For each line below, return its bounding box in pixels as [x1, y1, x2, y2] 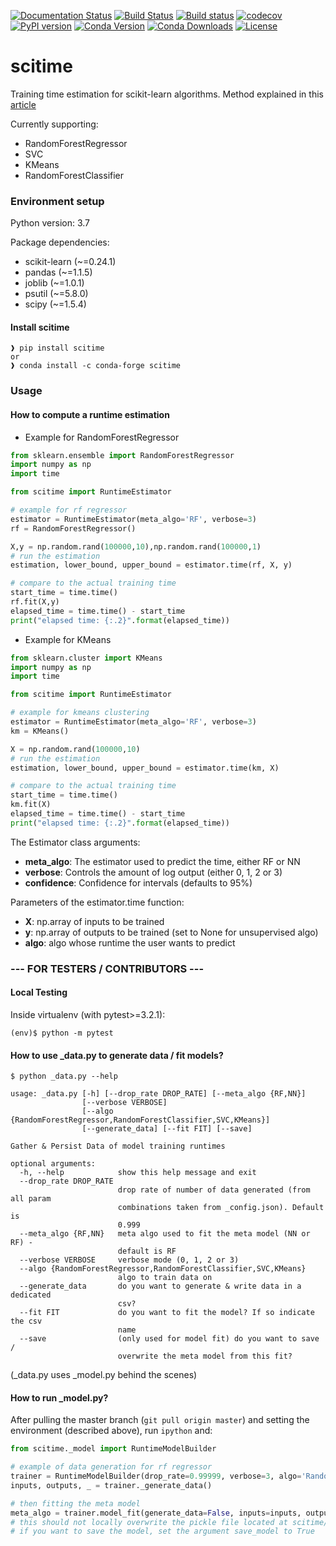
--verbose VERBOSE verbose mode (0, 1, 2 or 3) [19, 1255, 240, 1265]
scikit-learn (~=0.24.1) [24, 256, 117, 268]
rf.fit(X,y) [10, 597, 60, 607]
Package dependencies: [10, 236, 110, 249]
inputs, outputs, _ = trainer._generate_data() [10, 1480, 213, 1490]
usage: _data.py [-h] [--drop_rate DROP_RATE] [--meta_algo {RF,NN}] [10, 1089, 307, 1099]
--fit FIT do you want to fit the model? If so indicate [19, 1308, 315, 1318]
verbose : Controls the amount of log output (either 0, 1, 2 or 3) [24, 866, 283, 878]
